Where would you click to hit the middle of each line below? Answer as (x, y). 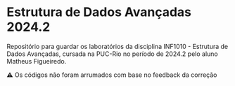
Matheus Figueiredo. (37, 61)
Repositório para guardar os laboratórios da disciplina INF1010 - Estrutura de (118, 46)
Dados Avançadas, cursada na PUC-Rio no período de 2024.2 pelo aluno (113, 54)
